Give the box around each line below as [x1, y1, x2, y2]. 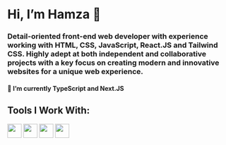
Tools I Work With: [7, 105, 90, 117]
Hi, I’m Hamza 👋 [7, 6, 101, 23]
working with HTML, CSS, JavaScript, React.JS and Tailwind [7, 40, 218, 50]
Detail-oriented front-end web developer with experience [7, 32, 208, 42]
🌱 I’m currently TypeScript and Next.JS [7, 84, 124, 92]
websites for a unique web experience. [7, 67, 143, 77]
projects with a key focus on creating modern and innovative [7, 58, 220, 68]
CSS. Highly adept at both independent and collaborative [7, 49, 207, 59]
